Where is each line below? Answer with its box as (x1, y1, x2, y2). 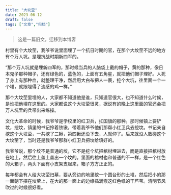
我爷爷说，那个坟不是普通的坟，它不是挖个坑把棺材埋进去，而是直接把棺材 (5, 148, 161, 154)
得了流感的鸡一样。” (32, 84, 72, 90)
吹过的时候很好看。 (5, 184, 46, 190)
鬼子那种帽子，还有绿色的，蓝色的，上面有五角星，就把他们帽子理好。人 (9, 71, 161, 77)
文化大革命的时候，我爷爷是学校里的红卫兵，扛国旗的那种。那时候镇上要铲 (5, 118, 161, 124)
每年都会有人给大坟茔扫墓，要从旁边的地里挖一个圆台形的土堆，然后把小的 (5, 172, 161, 178)
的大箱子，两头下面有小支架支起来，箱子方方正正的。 (5, 161, 117, 167)
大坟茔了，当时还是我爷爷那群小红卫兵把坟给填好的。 (5, 137, 117, 143)
